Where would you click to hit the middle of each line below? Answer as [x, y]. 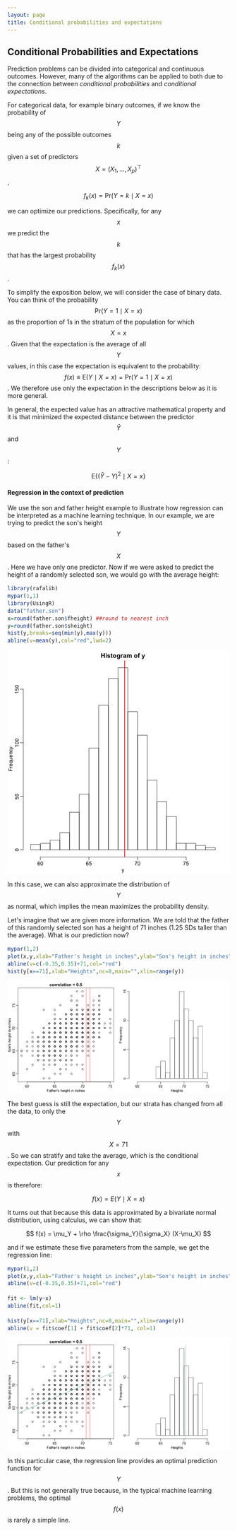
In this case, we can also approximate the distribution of [89, 884]
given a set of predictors [43, 157]
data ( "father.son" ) [36, 611]
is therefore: [25, 1185]
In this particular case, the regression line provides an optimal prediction [112, 1460]
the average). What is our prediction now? [68, 935]
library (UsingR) [31, 603]
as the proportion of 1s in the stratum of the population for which [101, 322]
